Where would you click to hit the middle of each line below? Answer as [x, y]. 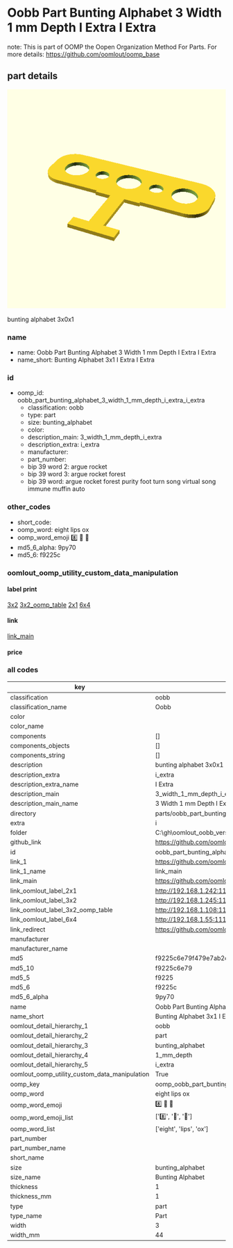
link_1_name [28, 871]
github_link [26, 842]
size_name [25, 1177]
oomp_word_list [33, 1128]
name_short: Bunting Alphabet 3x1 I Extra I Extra [86, 360]
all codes [23, 670]
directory [23, 813]
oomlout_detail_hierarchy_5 [49, 1064]
